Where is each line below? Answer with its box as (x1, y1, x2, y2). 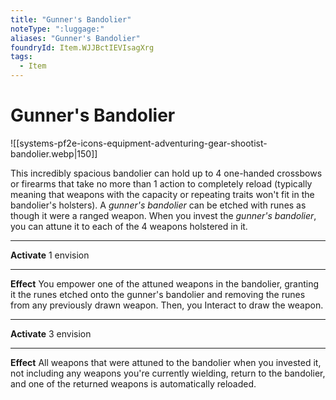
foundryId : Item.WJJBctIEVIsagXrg (10, 42, 155, 53)
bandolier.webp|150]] (10, 147, 98, 160)
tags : (10, 52, 33, 62)
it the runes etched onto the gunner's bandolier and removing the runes (10, 288, 306, 300)
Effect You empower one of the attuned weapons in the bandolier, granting (10, 277, 320, 290)
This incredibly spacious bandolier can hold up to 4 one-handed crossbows (10, 167, 323, 179)
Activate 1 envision (10, 249, 90, 261)
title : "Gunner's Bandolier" (10, 14, 132, 25)
